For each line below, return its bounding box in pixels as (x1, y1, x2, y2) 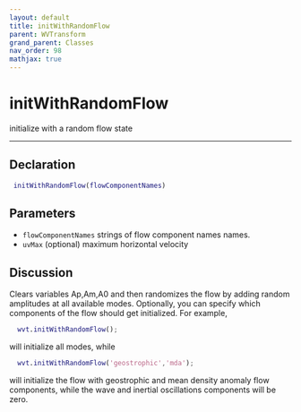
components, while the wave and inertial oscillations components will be (9, 384, 276, 395)
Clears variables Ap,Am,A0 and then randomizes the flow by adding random (9, 288, 290, 300)
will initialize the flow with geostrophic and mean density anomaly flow (9, 375, 271, 385)
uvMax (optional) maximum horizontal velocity (21, 239, 189, 250)
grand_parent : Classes (9, 38, 94, 47)
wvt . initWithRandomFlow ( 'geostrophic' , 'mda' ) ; (17, 359, 194, 368)
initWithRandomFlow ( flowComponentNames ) (13, 181, 167, 190)
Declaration (9, 158, 76, 173)
